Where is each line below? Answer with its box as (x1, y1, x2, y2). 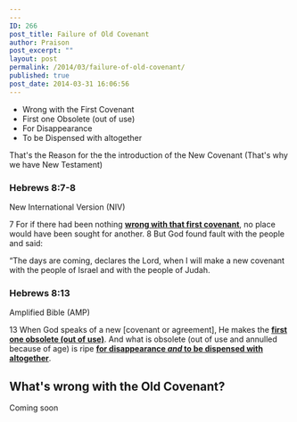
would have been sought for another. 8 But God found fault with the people (9, 228, 285, 239)
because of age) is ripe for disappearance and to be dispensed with (9, 343, 263, 354)
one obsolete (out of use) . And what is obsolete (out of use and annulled (9, 334, 278, 344)
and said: (9, 237, 43, 248)
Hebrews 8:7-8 (9, 181, 76, 194)
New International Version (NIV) (9, 202, 126, 212)
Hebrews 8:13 (9, 286, 70, 299)
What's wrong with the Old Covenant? (9, 378, 226, 393)
